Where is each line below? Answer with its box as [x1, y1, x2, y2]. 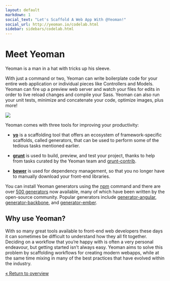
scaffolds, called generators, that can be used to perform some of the [12, 137, 159, 144]
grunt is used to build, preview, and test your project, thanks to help [12, 153, 155, 159]
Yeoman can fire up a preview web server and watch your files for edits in [5, 86, 160, 92]
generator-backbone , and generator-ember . [5, 200, 98, 206]
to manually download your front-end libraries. [12, 173, 110, 179]
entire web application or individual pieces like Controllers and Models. [5, 81, 154, 87]
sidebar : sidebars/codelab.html [5, 27, 74, 32]
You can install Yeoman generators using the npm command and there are [5, 183, 161, 190]
